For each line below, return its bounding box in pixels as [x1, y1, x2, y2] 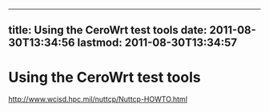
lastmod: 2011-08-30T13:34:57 [77, 36, 238, 50]
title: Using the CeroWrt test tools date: [8, 23, 207, 37]
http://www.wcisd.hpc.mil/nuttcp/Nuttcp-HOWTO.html [8, 94, 188, 104]
